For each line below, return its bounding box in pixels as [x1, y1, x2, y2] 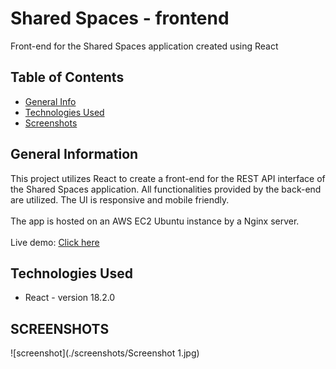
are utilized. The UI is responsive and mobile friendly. [10, 193, 230, 206]
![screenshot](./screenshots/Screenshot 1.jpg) [10, 347, 200, 359]
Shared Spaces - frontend [10, 7, 230, 30]
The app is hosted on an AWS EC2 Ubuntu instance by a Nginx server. [10, 215, 300, 227]
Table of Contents [10, 69, 125, 86]
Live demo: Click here [10, 236, 100, 248]
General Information [10, 146, 139, 163]
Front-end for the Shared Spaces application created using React [10, 40, 279, 52]
